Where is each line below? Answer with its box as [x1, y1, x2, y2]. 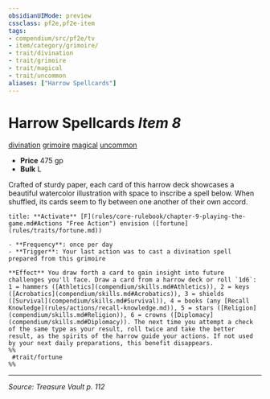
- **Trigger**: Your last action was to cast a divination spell [8, 248, 231, 256]
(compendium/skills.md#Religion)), [8, 311, 128, 319]
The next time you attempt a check [133, 319, 253, 327]
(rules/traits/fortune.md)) [8, 227, 103, 235]
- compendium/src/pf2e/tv [8, 34, 95, 43]
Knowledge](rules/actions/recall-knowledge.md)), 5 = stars [8, 304, 215, 312]
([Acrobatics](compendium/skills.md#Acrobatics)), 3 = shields [8, 290, 225, 298]
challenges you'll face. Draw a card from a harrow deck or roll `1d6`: [8, 276, 257, 284]
